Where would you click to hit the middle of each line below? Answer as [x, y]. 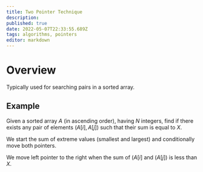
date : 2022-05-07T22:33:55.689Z [47, 29]
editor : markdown [28, 40]
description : [23, 18]
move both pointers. [31, 145]
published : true [27, 23]
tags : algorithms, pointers [42, 35]
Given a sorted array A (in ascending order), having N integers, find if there [100, 121]
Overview [31, 70]
